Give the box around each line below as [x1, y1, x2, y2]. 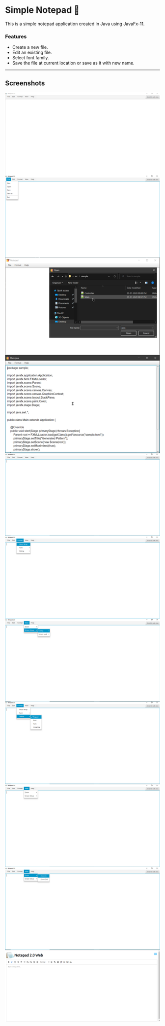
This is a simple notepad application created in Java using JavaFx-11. [5, 21, 145, 27]
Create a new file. [12, 44, 48, 50]
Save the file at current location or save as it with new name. [12, 60, 135, 66]
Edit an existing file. [12, 49, 52, 56]
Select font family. [12, 55, 49, 61]
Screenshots [5, 79, 45, 87]
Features [5, 33, 27, 40]
